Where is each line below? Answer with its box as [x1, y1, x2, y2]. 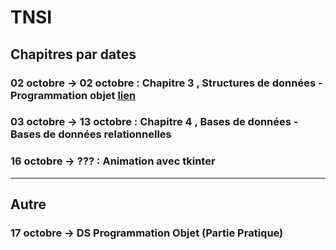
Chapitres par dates [10, 46, 137, 63]
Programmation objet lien [10, 88, 137, 102]
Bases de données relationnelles [10, 127, 172, 141]
